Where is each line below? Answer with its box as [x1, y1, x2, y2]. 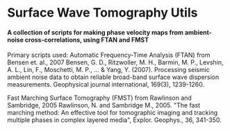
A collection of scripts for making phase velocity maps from [7, 28, 184, 36]
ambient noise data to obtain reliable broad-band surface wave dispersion [7, 73, 220, 81]
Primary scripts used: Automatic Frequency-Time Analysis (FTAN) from [7, 51, 211, 60]
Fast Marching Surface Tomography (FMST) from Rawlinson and [7, 94, 192, 102]
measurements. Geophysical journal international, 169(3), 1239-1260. [7, 80, 205, 89]
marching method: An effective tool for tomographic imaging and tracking [7, 109, 218, 117]
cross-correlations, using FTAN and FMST [24, 35, 149, 44]
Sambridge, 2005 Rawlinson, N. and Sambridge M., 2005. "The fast [7, 101, 200, 110]
